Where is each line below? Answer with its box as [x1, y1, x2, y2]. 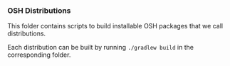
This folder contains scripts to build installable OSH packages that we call [7, 22, 223, 31]
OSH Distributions [7, 6, 71, 16]
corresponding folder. [7, 50, 71, 59]
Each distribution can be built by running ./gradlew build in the [7, 43, 194, 52]
